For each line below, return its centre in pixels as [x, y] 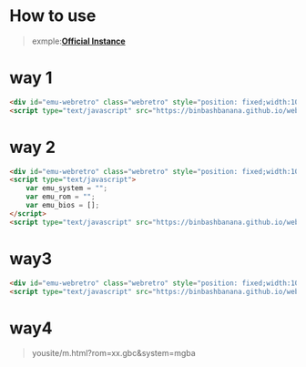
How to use [53, 16]
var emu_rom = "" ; [61, 197]
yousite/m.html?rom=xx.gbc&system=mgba [113, 353]
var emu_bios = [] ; [63, 206]
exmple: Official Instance [78, 41]
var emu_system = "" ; [66, 189]
